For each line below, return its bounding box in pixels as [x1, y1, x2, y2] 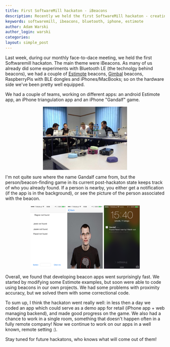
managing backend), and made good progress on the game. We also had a [5, 310, 161, 316]
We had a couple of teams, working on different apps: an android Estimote [5, 91, 160, 97]
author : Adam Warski [5, 24, 49, 29]
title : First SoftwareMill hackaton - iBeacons [5, 8, 108, 13]
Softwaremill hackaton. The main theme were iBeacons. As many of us [5, 60, 153, 66]
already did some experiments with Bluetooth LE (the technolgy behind [5, 65, 153, 71]
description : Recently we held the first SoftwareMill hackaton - [5, 13, 148, 19]
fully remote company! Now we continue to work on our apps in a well [5, 321, 151, 327]
